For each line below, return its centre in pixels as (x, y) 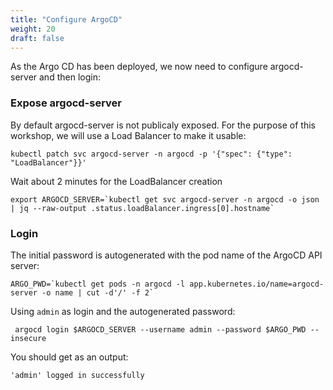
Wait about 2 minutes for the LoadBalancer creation (116, 181)
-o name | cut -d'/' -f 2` (98, 292)
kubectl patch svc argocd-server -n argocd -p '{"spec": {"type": (151, 154)
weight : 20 (33, 29)
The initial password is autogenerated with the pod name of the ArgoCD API (166, 255)
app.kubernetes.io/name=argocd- (257, 284)
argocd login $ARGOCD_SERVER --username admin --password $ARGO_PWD (160, 329)
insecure (28, 338)
